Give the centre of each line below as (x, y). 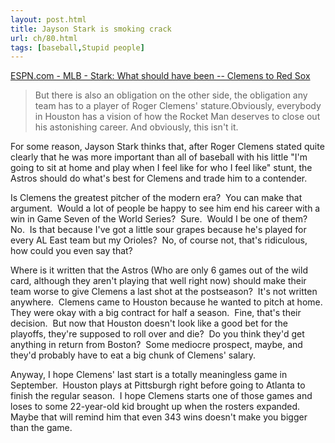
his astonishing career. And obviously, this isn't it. (136, 127)
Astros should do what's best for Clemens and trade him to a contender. (159, 178)
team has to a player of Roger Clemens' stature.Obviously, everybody (178, 106)
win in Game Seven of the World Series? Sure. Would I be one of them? (159, 219)
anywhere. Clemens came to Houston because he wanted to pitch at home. (166, 302)
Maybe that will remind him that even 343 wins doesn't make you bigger (159, 417)
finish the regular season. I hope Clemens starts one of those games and (161, 396)
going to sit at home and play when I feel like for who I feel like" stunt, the (161, 168)
